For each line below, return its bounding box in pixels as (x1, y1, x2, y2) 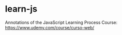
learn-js (5, 3, 38, 15)
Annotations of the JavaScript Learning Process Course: (5, 19, 118, 25)
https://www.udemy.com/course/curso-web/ (5, 24, 94, 30)
